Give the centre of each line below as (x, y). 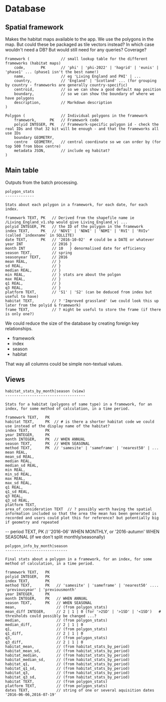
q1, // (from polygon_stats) (56, 629)
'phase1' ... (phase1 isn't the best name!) (52, 72)
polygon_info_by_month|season (37, 546)
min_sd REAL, (19, 474)
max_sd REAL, (19, 483)
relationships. (19, 328)
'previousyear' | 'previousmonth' (41, 590)
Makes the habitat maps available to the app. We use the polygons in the (80, 39)
